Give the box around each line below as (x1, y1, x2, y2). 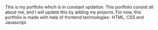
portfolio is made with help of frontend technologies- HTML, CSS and (5, 15, 144, 20)
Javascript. (5, 19, 28, 25)
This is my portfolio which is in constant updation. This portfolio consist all (5, 4, 154, 10)
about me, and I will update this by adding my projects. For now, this (5, 9, 141, 15)
